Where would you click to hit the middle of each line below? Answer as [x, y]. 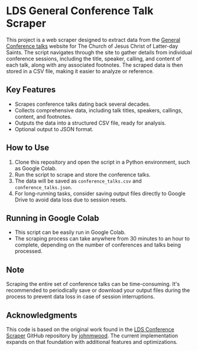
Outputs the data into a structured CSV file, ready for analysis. [90, 123]
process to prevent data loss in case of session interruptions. [80, 297]
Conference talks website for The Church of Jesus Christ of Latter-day [92, 46]
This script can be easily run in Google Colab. [70, 232]
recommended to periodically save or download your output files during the [98, 290]
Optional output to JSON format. [54, 129]
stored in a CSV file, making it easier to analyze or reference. [80, 71]
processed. [28, 251]
